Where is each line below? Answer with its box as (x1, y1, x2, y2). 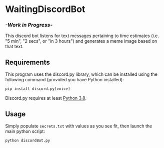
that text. (5, 44, 24, 50)
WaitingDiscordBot (5, 4, 85, 15)
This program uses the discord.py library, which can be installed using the (5, 71, 157, 77)
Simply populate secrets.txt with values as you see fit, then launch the (5, 123, 152, 129)
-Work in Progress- (5, 22, 53, 29)
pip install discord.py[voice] (5, 86, 70, 91)
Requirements (5, 58, 50, 66)
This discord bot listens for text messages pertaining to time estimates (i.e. (5, 33, 159, 39)
